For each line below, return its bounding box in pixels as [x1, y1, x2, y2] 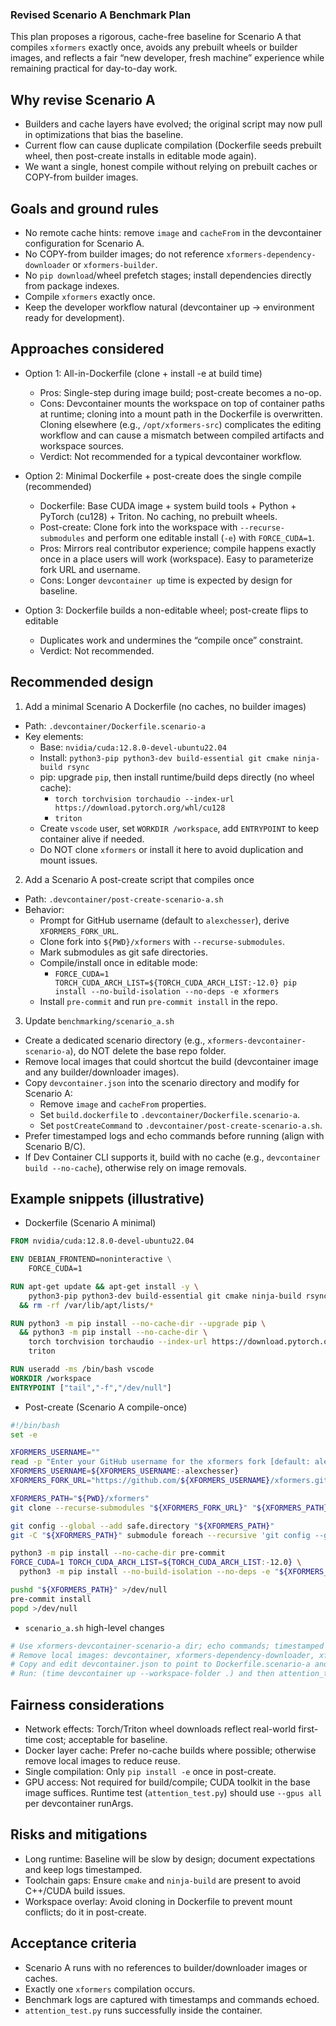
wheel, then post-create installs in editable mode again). [24, 150, 257, 162]
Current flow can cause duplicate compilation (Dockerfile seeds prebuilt [24, 139, 322, 152]
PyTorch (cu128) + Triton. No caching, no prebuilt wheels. [39, 510, 278, 522]
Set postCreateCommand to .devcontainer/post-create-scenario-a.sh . [39, 1119, 323, 1131]
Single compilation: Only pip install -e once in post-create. [24, 1766, 277, 1778]
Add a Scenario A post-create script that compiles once [24, 873, 255, 885]
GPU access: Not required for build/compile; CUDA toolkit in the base [24, 1776, 311, 1788]
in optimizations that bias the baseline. [24, 129, 184, 141]
